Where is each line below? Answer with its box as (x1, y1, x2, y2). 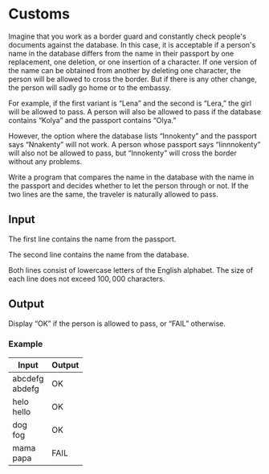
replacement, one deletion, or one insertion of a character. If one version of (8, 57, 257, 67)
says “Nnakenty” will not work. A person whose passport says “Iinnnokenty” (8, 139, 261, 149)
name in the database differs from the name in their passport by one (8, 48, 234, 58)
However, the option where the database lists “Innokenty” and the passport (8, 130, 257, 141)
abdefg (12, 383, 40, 394)
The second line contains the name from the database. (8, 249, 190, 259)
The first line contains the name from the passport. (8, 234, 177, 244)
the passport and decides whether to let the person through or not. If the (8, 180, 249, 190)
